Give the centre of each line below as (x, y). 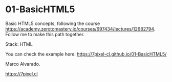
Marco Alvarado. (23, 64)
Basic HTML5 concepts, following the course (53, 23)
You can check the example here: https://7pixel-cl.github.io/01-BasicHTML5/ (86, 54)
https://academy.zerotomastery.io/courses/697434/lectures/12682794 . (80, 29)
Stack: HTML (19, 44)
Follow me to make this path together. (45, 34)
